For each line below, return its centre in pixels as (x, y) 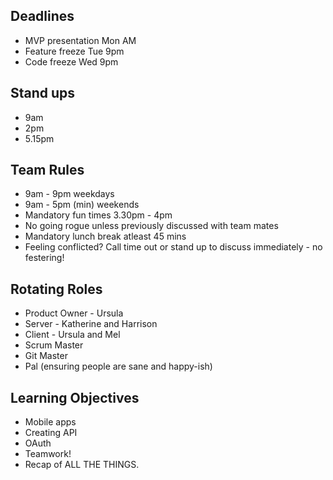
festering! (44, 258)
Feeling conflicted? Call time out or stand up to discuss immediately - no (173, 247)
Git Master (46, 356)
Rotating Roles (56, 289)
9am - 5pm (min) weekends (82, 205)
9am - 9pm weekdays (69, 194)
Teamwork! (48, 454)
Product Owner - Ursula (74, 313)
